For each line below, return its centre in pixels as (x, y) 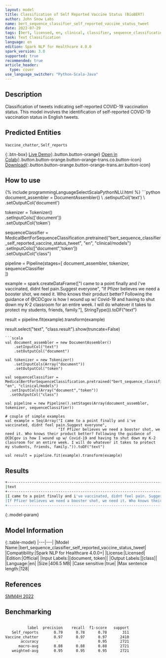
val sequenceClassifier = (32, 377)
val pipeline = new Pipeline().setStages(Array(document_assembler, (77, 403)
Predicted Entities (33, 133)
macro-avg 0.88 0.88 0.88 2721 (74, 646)
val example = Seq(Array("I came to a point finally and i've (70, 421)
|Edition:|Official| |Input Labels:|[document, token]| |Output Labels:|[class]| (81, 558)
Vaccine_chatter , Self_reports (36, 145)
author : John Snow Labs (30, 19)
